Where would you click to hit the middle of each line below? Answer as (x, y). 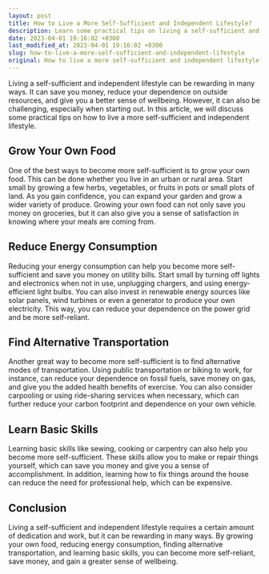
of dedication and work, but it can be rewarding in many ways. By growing (131, 536)
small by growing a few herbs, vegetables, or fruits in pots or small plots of (131, 187)
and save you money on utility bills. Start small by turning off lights (151, 274)
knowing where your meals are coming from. (82, 221)
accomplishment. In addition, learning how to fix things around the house (129, 475)
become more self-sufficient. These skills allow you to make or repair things (133, 457)
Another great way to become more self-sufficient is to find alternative (124, 362)
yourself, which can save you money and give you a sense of (109, 466)
